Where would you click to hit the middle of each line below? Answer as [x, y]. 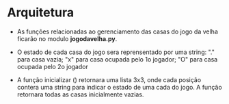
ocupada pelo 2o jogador [53, 66]
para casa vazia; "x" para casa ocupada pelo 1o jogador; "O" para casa [117, 59]
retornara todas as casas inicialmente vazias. [80, 94]
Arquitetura [40, 13]
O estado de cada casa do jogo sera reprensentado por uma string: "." [116, 52]
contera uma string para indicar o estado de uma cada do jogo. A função [119, 87]
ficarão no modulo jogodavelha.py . [67, 38]
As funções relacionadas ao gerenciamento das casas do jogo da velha [118, 31]
